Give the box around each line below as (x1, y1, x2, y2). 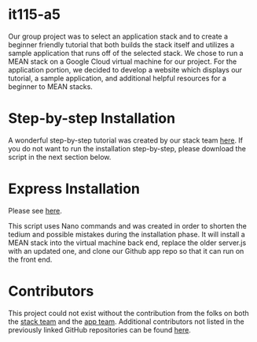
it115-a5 (8, 6, 61, 24)
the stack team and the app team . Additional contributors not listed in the (8, 317, 245, 326)
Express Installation (8, 180, 140, 198)
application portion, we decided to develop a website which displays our (8, 65, 242, 74)
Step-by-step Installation (8, 110, 175, 128)
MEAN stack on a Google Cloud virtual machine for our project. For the (8, 57, 237, 66)
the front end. (8, 255, 53, 264)
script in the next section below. (8, 152, 112, 162)
